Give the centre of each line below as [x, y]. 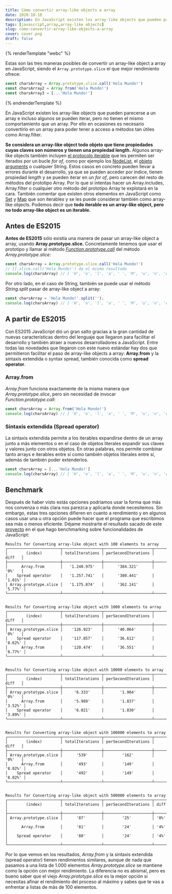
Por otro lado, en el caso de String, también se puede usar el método [78, 283]
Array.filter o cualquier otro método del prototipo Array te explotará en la [82, 188]
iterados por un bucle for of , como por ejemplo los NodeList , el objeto [79, 161]
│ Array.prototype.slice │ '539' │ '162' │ [80, 755]
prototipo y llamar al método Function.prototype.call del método [72, 249]
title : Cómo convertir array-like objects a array [60, 10]
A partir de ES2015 [36, 319]
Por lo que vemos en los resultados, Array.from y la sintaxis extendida [79, 855]
